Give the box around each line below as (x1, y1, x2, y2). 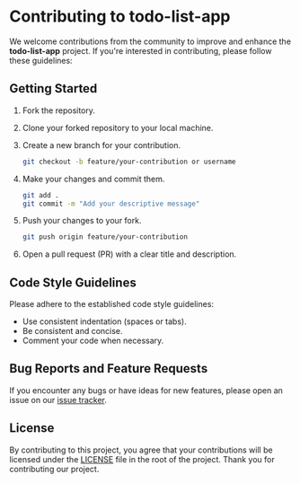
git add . (22, 190, 60, 199)
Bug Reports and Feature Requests (9, 361, 208, 376)
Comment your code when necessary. (22, 335, 164, 347)
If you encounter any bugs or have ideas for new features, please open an (9, 384, 283, 396)
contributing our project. (9, 463, 100, 474)
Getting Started (9, 81, 98, 96)
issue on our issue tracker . (9, 394, 108, 405)
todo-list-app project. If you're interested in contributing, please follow (9, 45, 272, 56)
